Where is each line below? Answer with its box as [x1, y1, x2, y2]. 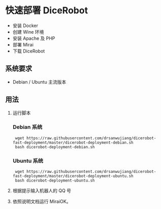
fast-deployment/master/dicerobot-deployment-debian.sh [12, 140, 134, 145]
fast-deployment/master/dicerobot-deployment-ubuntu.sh [12, 174, 134, 179]
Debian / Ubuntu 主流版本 [12, 79, 67, 85]
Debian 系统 [12, 123, 43, 130]
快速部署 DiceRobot [5, 5, 88, 16]
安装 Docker [12, 22, 39, 29]
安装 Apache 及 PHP [12, 35, 55, 41]
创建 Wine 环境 [12, 29, 44, 35]
